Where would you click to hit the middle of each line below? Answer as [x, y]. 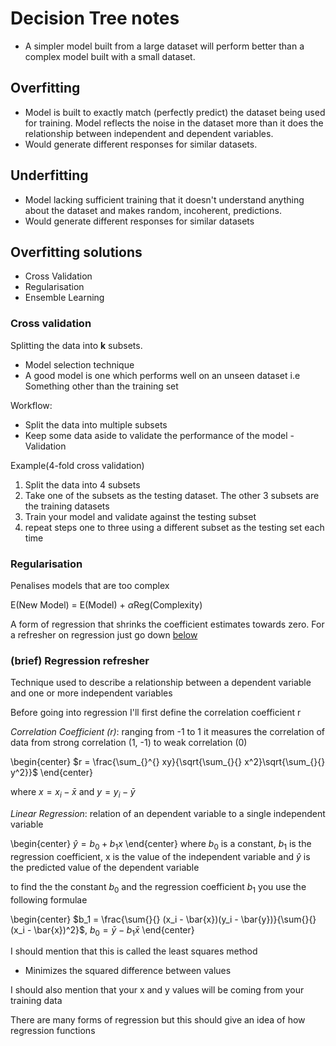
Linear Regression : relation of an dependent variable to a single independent [168, 814]
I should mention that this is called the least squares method [134, 951]
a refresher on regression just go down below [104, 634]
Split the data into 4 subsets [82, 484]
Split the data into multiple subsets [96, 424]
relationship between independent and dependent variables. [149, 133]
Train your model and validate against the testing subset [140, 516]
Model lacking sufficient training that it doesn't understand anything [164, 199]
